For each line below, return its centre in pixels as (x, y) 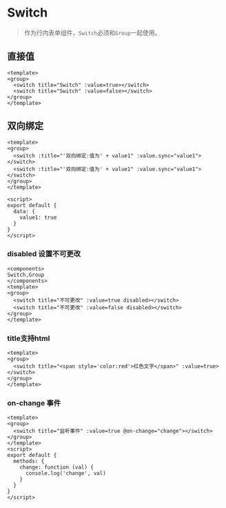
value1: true (38, 217)
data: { (24, 211)
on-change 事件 (34, 403)
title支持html (29, 338)
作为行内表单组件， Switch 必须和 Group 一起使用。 (92, 32)
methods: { (29, 461)
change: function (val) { (57, 467)
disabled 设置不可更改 (44, 254)
